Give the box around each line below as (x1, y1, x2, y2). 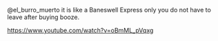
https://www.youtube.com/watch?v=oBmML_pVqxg (7, 27, 154, 34)
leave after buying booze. (7, 13, 80, 21)
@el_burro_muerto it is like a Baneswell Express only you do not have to (7, 6, 212, 14)
